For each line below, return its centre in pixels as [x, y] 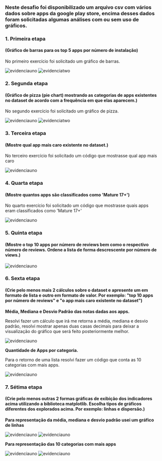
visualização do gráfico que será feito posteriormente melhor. [67, 331]
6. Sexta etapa [23, 279]
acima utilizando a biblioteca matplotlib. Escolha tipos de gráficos [73, 404]
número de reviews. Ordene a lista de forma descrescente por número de [81, 250]
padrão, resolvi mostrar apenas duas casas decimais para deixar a [72, 326]
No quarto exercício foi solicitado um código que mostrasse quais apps [77, 206]
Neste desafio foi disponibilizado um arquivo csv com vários [78, 7]
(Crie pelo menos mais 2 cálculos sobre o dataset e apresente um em [77, 290]
